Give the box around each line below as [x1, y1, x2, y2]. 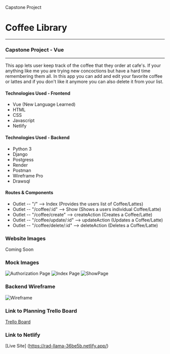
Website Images [5, 235, 46, 242]
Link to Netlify [5, 331, 40, 338]
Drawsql [12, 178, 30, 184]
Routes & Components [5, 190, 54, 196]
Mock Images [5, 259, 39, 266]
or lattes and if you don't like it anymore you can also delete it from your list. [5, 78, 163, 85]
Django [12, 151, 28, 157]
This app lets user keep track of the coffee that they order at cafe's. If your [5, 63, 161, 69]
